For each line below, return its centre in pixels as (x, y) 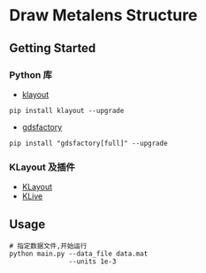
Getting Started (53, 48)
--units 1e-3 (92, 262)
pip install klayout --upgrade (67, 110)
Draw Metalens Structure (103, 15)
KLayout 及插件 (42, 167)
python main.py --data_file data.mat (79, 254)
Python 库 (31, 74)
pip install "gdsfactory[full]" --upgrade (88, 143)
